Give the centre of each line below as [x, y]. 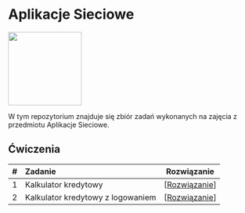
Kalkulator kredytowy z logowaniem [90, 197]
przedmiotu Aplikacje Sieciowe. [59, 125]
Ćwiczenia [34, 149]
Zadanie [40, 171]
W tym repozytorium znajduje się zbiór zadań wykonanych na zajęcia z [122, 116]
